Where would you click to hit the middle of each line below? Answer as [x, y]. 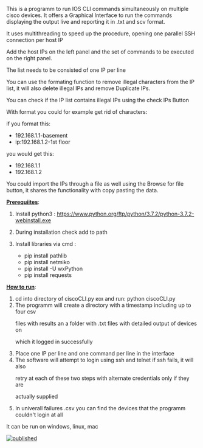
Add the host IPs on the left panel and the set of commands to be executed [100, 52]
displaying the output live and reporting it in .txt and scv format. [86, 22]
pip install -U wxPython [53, 268]
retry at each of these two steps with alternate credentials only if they [102, 378]
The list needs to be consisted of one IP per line [66, 70]
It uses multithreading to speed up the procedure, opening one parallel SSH [101, 33]
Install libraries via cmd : [46, 244]
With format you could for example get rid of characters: [77, 112]
